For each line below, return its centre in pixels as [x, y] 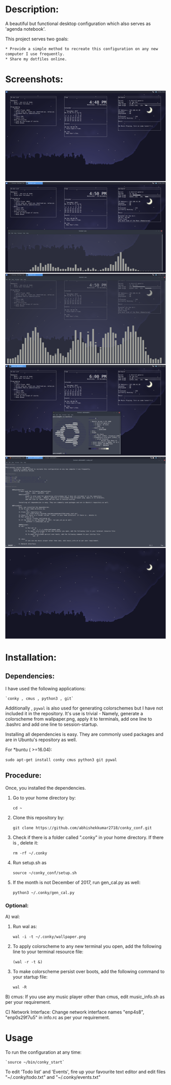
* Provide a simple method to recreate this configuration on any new [82, 49]
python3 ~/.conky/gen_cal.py [44, 892]
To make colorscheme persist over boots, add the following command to [89, 971]
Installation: [31, 658]
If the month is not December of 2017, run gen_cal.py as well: [77, 882]
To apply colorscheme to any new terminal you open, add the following [87, 946]
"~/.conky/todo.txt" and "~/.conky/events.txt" [53, 1077]
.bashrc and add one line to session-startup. [52, 724]
